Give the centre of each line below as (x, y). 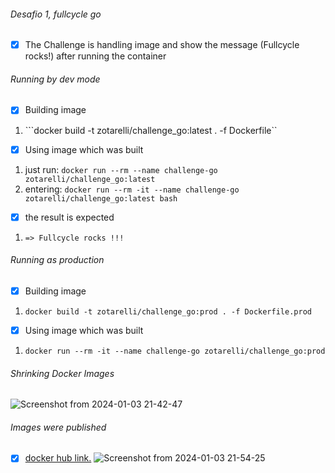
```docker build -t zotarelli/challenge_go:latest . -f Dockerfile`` (151, 130)
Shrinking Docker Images (62, 373)
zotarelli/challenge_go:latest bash (101, 198)
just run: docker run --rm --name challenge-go (121, 169)
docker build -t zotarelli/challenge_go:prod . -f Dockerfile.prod (168, 311)
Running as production (57, 260)
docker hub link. (58, 458)
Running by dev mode (55, 79)
